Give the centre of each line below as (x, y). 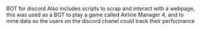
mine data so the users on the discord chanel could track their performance (100, 21)
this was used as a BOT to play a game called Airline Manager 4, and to (95, 15)
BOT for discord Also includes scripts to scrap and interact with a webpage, (100, 9)
